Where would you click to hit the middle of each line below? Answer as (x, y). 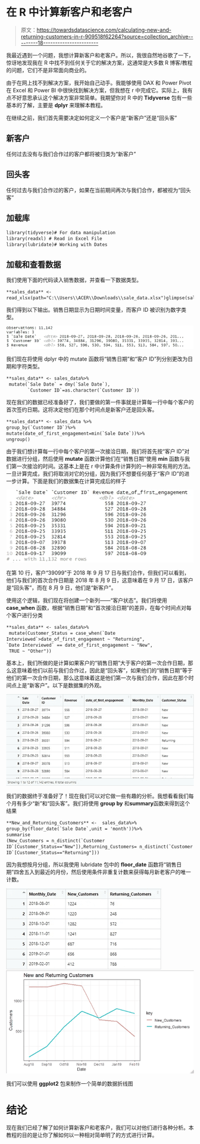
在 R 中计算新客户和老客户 (69, 12)
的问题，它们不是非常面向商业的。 (48, 70)
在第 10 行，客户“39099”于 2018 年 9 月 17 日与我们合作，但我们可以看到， (98, 572)
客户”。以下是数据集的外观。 (70, 685)
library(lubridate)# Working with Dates (57, 245)
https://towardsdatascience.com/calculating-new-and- (104, 30)
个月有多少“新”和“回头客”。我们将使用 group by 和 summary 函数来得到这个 (98, 803)
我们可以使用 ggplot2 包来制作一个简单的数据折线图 (70, 1084)
